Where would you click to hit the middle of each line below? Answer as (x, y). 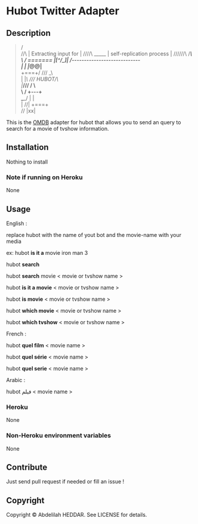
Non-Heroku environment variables (59, 436)
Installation (27, 147)
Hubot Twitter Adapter (63, 11)
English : (17, 223)
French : (16, 334)
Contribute (27, 467)
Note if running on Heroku (44, 177)
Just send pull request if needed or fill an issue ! (65, 482)
